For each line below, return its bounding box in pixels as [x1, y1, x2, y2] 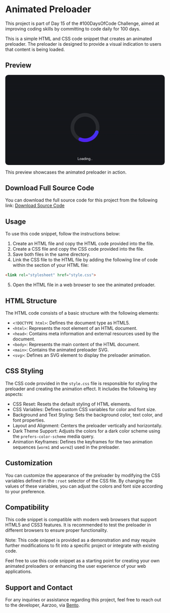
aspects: [5, 391, 23, 397]
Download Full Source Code [5, 184, 95, 192]
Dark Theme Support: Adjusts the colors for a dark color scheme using [12, 428, 160, 434]
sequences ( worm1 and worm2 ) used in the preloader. [12, 444, 120, 450]
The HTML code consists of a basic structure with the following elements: [5, 310, 159, 316]
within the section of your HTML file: [12, 262, 89, 268]
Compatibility [5, 503, 49, 512]
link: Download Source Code [5, 202, 65, 209]
